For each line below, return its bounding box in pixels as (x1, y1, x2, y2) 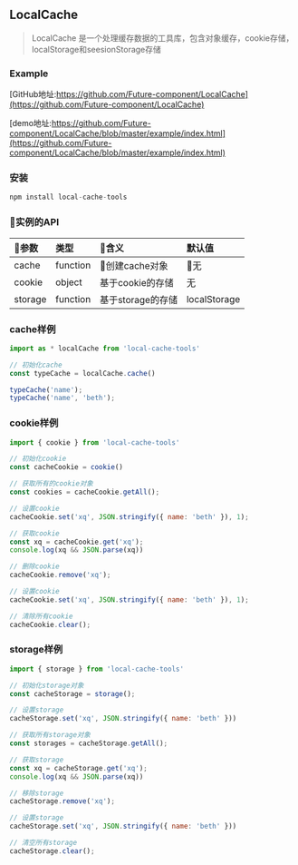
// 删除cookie (9, 562, 61, 571)
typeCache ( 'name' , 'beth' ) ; (9, 394, 116, 403)
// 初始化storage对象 (9, 681, 84, 690)
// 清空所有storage (9, 839, 78, 848)
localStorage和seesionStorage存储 (31, 44, 161, 54)
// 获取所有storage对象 (9, 731, 91, 740)
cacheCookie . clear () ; (9, 620, 91, 629)
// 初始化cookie (9, 454, 67, 464)
